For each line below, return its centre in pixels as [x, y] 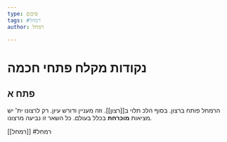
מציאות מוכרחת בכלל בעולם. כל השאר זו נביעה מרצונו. [80, 118]
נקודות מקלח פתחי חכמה [77, 68]
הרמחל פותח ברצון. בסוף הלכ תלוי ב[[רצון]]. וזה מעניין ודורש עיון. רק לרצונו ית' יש [114, 110]
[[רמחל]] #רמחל [29, 131]
